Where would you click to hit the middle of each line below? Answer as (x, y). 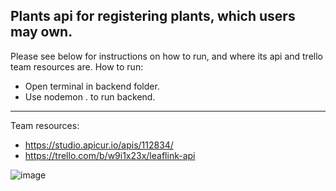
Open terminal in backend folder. (92, 86)
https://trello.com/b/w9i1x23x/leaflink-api (110, 155)
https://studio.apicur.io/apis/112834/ (99, 145)
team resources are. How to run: (77, 66)
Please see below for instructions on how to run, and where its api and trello (166, 56)
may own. (41, 32)
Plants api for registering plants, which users (153, 16)
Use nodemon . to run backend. (90, 96)
